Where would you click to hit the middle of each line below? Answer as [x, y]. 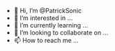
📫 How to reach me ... [46, 40]
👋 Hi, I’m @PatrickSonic [48, 11]
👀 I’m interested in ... [43, 18]
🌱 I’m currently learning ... [51, 25]
